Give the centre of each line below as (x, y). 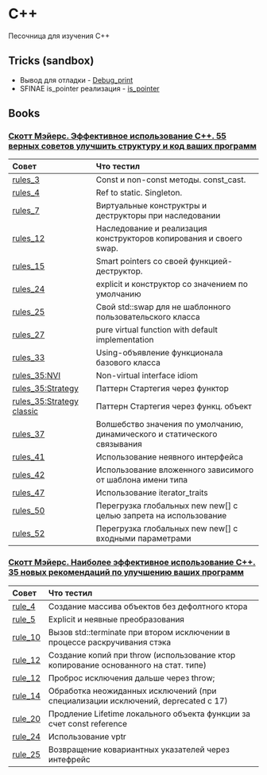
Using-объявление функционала (159, 353)
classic (25, 412)
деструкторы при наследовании (158, 215)
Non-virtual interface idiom (147, 376)
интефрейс (69, 759)
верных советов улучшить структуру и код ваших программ (132, 146)
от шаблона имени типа (142, 480)
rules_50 (29, 511)
